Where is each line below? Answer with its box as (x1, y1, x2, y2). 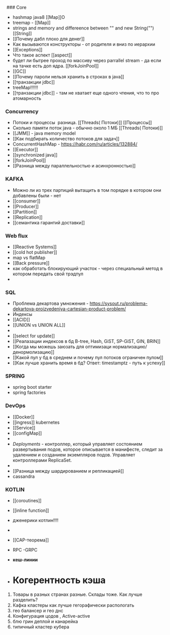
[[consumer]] (12, 198, 41, 204)
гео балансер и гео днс (12, 608, 63, 614)
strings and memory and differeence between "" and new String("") (12, 25, 154, 31)
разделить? (12, 597, 38, 603)
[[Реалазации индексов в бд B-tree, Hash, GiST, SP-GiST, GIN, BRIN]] (12, 338, 161, 344)
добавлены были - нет (12, 192, 61, 198)
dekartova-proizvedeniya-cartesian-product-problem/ (12, 306, 126, 312)
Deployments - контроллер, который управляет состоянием (12, 441, 143, 447)
